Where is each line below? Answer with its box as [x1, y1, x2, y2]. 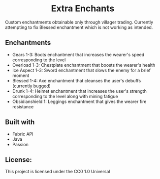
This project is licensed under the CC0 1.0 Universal [5, 169, 110, 175]
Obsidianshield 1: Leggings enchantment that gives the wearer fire [12, 99, 147, 104]
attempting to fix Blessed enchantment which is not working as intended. [5, 24, 153, 30]
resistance [12, 103, 34, 109]
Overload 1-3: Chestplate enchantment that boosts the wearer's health [12, 62, 156, 68]
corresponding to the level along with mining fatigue [12, 93, 118, 99]
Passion [12, 141, 29, 147]
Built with [5, 118, 35, 127]
